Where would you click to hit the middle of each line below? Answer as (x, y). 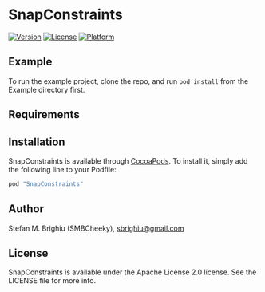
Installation (37, 142)
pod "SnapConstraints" (46, 184)
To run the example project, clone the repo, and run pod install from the (129, 81)
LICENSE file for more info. (52, 281)
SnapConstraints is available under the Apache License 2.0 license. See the (132, 272)
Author (26, 209)
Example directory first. (47, 89)
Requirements (44, 114)
